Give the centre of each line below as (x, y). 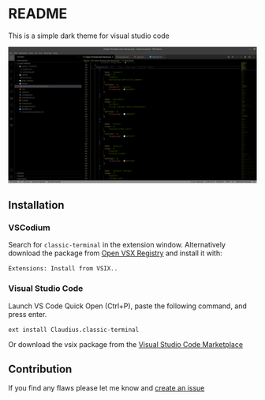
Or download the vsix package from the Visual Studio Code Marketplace (125, 344)
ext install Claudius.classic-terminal (74, 330)
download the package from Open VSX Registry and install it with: (115, 253)
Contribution (40, 369)
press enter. (28, 314)
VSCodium (29, 228)
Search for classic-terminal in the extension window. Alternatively (117, 245)
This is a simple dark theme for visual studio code (89, 36)
